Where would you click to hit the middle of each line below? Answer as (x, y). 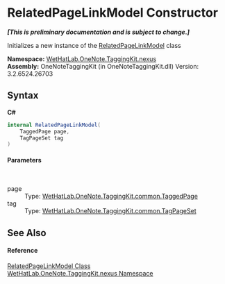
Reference (23, 251)
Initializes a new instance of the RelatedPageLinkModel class (94, 45)
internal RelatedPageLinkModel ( (54, 125)
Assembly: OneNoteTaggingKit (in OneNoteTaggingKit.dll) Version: (103, 66)
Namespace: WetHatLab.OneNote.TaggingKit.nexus (82, 59)
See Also (27, 233)
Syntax (23, 95)
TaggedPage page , (45, 131)
